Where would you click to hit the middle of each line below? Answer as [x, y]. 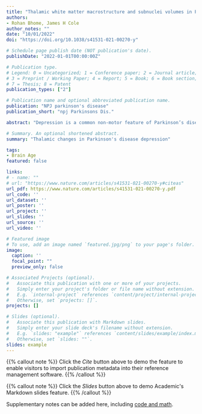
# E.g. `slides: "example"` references [59, 333]
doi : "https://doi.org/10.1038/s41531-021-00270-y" [72, 40]
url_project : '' [26, 212]
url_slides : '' [25, 217]
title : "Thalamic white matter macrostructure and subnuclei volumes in [99, 12]
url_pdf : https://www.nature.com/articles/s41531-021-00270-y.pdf [91, 189]
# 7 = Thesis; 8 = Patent [38, 84]
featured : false [26, 161]
